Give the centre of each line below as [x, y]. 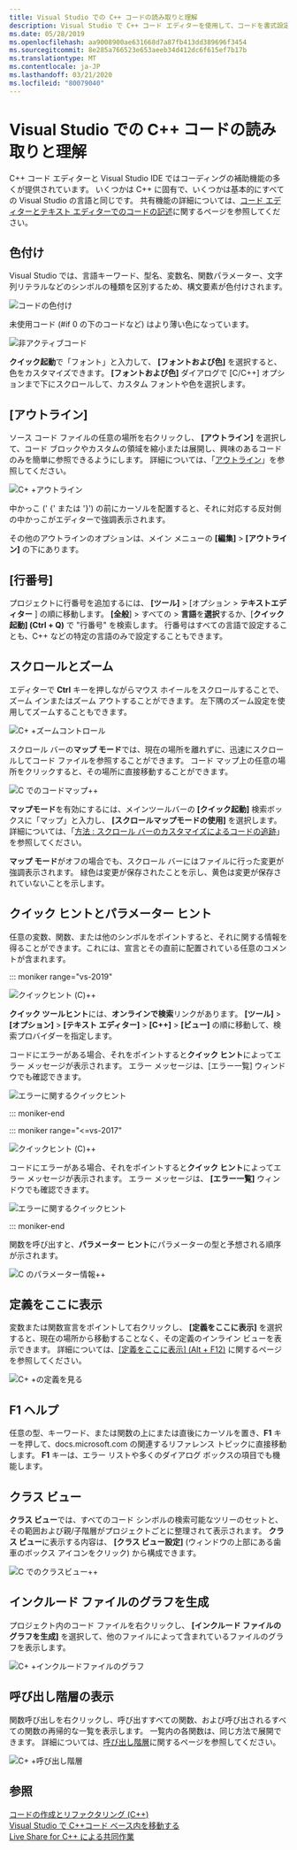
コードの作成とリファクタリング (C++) [79, 1814]
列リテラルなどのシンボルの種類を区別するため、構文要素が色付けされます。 [148, 287]
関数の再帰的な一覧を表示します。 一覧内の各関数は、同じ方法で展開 [149, 1731]
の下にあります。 [53, 549]
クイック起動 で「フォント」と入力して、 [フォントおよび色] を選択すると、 [145, 362]
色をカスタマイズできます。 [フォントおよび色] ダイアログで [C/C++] [134, 373]
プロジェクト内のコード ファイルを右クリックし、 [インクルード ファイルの [145, 1625]
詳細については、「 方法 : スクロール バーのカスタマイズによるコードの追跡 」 [147, 831]
